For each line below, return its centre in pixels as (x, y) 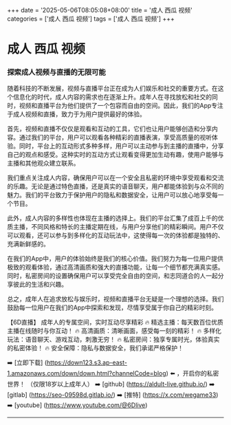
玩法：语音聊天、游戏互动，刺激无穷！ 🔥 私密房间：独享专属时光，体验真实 (113, 340)
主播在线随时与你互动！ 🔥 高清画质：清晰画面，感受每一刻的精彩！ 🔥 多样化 (114, 331)
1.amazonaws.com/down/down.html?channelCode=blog (87, 373)
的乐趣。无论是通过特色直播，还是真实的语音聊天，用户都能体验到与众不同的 (115, 186)
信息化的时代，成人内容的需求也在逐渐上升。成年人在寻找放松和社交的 (112, 97)
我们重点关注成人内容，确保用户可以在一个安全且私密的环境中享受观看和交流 (115, 178)
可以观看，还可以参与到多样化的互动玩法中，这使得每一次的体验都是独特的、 (115, 235)
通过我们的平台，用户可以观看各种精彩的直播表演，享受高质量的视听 (115, 138)
